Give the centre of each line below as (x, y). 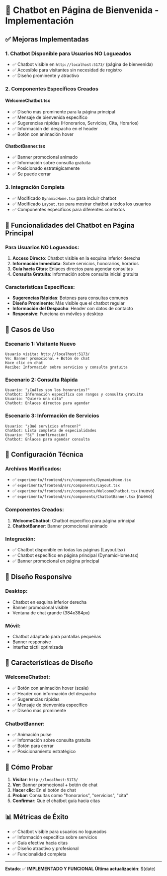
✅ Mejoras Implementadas (47, 39)
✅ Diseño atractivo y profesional (45, 848)
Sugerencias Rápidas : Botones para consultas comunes (70, 298)
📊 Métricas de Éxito (37, 817)
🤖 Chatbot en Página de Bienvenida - (82, 10)
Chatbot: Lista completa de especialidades (51, 431)
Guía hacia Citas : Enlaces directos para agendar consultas (73, 269)
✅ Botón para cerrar (33, 746)
